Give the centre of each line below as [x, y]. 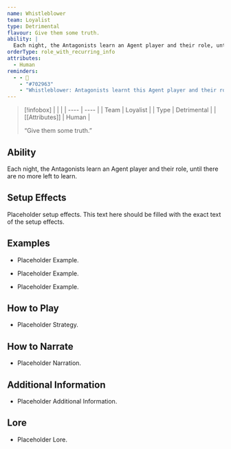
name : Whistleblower [37, 13]
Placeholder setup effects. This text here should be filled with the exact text [114, 214]
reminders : [23, 71]
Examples [29, 243]
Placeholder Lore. [42, 439]
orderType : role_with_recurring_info [61, 52]
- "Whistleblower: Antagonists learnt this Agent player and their [118, 90]
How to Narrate [40, 346]
